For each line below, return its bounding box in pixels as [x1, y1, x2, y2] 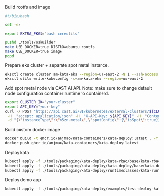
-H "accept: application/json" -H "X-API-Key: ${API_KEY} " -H [7, 113, 141, 118]
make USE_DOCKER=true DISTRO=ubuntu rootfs [5, 44, 95, 49]
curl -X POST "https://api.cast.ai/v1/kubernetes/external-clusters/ [5, 109, 150, 114]
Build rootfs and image [5, 4, 50, 10]
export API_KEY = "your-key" [5, 104, 60, 109]
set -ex [5, 22, 21, 27]
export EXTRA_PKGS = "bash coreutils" [5, 31, 80, 36]
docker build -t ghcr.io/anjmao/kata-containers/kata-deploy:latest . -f [5, 136, 159, 141]
